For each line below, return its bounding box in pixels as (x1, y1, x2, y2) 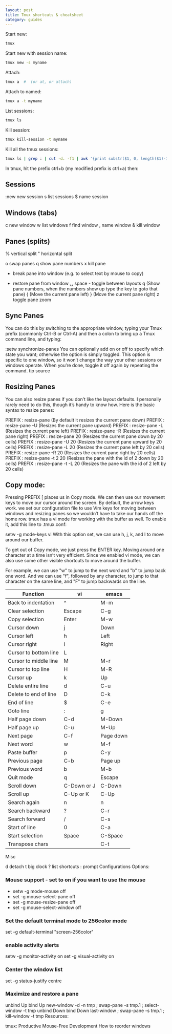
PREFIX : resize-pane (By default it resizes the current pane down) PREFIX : (5, 417, 165, 423)
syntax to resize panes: (5, 407, 55, 413)
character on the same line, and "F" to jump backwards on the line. (5, 578, 146, 584)
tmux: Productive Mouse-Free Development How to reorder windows (5, 1023, 151, 1029)
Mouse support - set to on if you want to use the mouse (5, 876, 146, 883)
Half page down (8, 715, 46, 723)
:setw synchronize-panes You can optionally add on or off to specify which (5, 346, 164, 352)
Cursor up (8, 674, 32, 681)
